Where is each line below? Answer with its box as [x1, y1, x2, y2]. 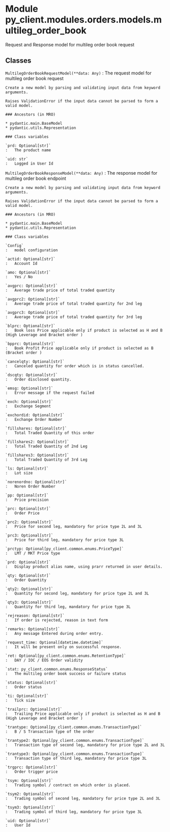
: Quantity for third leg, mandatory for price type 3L [5, 604, 131, 609]
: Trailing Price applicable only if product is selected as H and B [5, 711, 160, 716]
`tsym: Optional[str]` [5, 778, 53, 783]
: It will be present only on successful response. [5, 644, 122, 650]
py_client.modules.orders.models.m [5, 14, 162, 25]
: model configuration [5, 248, 58, 253]
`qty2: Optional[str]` [5, 586, 53, 592]
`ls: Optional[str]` [5, 466, 49, 471]
